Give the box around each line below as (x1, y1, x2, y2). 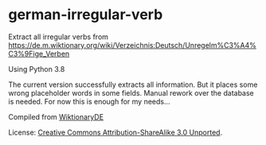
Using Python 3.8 (8, 64, 65, 73)
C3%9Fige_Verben (8, 49, 70, 58)
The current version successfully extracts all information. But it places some (8, 80, 258, 89)
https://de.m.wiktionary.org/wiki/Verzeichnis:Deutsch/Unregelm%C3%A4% (8, 40, 257, 49)
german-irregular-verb (8, 6, 163, 24)
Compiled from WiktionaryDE (8, 112, 104, 121)
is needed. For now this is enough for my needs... (8, 96, 170, 106)
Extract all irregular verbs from (8, 32, 109, 41)
